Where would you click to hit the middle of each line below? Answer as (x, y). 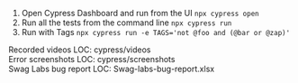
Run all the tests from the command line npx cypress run (126, 23)
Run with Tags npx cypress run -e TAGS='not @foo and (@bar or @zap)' (156, 32)
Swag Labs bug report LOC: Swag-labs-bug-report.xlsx (112, 69)
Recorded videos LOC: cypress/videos (80, 50)
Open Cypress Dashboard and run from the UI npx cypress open (140, 13)
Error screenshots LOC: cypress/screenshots (92, 59)
